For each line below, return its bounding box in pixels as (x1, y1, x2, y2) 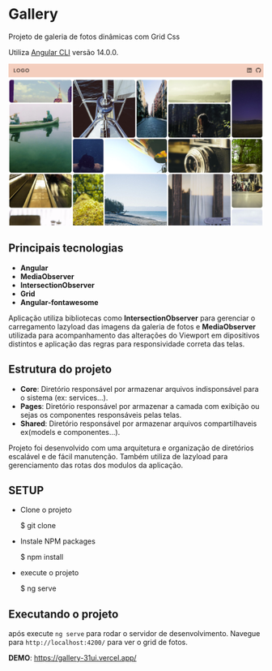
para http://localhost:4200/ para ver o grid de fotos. (8, 638, 189, 647)
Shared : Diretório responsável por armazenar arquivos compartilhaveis (19, 419, 257, 428)
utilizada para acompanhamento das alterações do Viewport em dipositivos (8, 330, 261, 340)
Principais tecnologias (8, 241, 124, 256)
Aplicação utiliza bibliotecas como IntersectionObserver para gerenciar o (8, 313, 256, 323)
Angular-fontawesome (19, 297, 99, 307)
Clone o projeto (19, 505, 72, 515)
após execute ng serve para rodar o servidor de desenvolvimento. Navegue (8, 629, 261, 639)
